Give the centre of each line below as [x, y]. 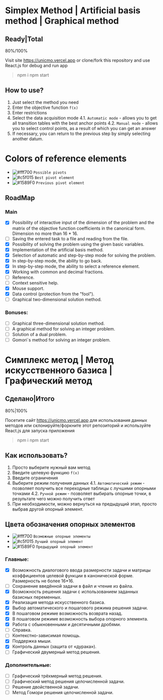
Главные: [17, 559]
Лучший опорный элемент [59, 542]
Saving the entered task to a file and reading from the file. [70, 238]
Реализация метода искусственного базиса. [59, 602]
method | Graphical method [62, 21]
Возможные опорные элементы [62, 537]
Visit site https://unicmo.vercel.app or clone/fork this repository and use [78, 60]
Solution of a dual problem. [39, 334]
